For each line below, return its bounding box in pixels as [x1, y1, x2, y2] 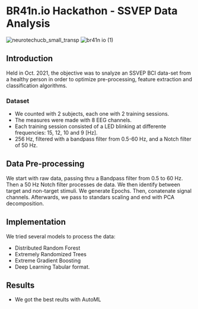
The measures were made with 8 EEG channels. [14, 117, 132, 124]
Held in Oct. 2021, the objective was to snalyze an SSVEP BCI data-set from [6, 69, 191, 77]
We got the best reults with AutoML [14, 296, 101, 303]
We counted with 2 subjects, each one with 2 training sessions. [14, 110, 170, 117]
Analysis [6, 17, 50, 30]
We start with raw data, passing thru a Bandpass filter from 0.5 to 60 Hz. [6, 174, 183, 181]
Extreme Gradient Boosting [14, 257, 81, 264]
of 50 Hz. [14, 142, 38, 149]
